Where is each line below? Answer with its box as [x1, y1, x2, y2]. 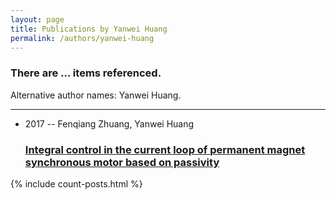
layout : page [10, 14, 65, 25]
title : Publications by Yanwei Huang [10, 24, 168, 34]
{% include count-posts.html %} [10, 177, 143, 190]
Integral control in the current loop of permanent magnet [24, 142, 306, 156]
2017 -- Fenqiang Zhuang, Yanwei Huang [24, 117, 195, 130]
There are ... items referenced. [10, 66, 162, 80]
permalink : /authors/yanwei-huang [10, 33, 155, 43]
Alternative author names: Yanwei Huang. [10, 89, 182, 101]
